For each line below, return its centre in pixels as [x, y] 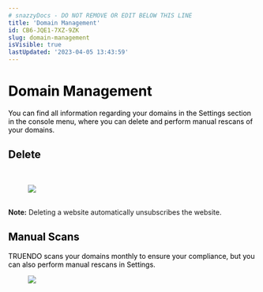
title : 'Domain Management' [54, 23]
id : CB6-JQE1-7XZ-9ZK [44, 30]
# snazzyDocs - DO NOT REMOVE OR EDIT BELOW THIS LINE [100, 15]
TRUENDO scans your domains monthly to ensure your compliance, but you [131, 256]
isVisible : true [35, 45]
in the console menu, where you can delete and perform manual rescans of [131, 121]
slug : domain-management [49, 37]
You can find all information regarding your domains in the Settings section [130, 113]
